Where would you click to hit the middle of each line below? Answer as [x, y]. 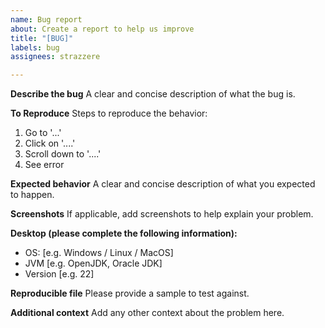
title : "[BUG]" [42, 38]
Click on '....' [50, 143]
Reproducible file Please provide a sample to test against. [130, 293]
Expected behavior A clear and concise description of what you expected [163, 184]
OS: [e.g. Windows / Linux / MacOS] [99, 253]
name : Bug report [46, 19]
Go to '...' [43, 133]
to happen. [32, 195]
